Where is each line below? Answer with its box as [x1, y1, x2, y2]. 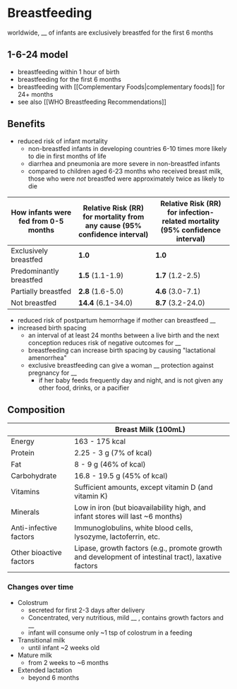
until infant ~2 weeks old [28, 643, 100, 652]
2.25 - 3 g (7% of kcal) [73, 448, 153, 458]
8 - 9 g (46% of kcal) [73, 460, 146, 469]
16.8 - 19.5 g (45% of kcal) [73, 471, 168, 481]
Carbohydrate [11, 471, 57, 481]
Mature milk [17, 651, 53, 659]
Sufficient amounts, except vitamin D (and [73, 482, 213, 492]
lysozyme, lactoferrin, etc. [73, 532, 160, 541]
